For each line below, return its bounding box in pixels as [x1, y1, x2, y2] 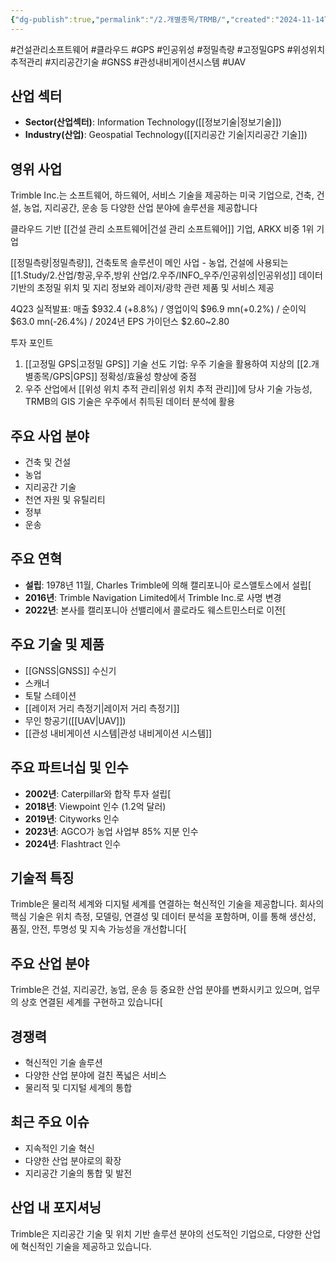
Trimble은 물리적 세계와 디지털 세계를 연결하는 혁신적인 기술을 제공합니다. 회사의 [10, 898, 325, 910]
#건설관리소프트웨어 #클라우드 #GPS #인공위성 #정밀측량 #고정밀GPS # [10, 43, 293, 55]
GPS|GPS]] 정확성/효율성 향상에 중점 [52, 371, 197, 383]
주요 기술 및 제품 [10, 636, 105, 653]
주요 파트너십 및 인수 [10, 759, 129, 776]
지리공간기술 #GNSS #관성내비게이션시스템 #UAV [50, 56, 247, 68]
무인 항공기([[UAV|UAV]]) [24, 714, 127, 726]
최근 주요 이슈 [10, 1114, 90, 1131]
